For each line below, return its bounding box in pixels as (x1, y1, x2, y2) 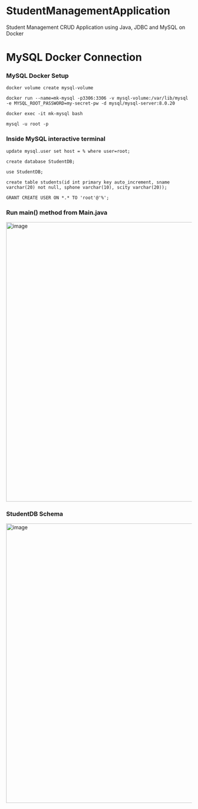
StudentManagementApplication (6, 4, 171, 18)
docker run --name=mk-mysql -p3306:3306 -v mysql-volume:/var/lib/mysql (6, 96, 189, 101)
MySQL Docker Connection (6, 51, 143, 64)
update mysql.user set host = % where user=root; (6, 148, 131, 154)
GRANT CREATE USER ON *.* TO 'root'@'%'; (6, 195, 110, 201)
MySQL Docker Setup (6, 72, 69, 80)
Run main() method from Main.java (6, 208, 108, 217)
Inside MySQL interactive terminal (6, 135, 106, 143)
